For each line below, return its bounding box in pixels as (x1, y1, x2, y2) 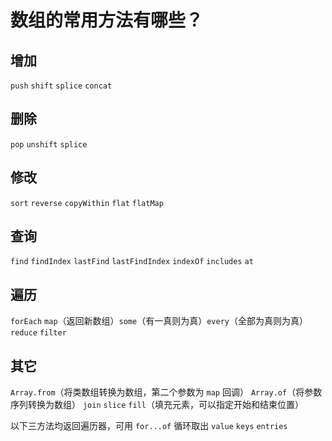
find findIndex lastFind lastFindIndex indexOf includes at (10, 257, 254, 267)
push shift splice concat (10, 81, 113, 91)
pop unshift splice (10, 139, 88, 150)
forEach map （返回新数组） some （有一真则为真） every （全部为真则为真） (10, 315, 308, 327)
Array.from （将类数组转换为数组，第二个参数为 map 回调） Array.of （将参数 (10, 386, 323, 398)
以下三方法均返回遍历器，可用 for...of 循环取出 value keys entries (10, 420, 288, 432)
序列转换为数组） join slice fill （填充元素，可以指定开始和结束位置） (10, 399, 304, 411)
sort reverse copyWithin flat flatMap (10, 198, 164, 208)
